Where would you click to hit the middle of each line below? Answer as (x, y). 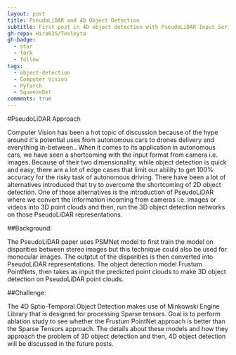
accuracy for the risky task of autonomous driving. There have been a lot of (117, 177)
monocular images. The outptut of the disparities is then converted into (110, 257)
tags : (15, 66)
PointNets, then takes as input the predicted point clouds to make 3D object (117, 272)
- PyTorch (28, 86)
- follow (26, 60)
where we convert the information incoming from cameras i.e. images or (112, 200)
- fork (23, 53)
